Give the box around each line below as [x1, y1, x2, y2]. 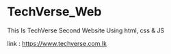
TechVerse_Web [7, 4, 102, 20]
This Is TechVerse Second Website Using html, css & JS [7, 26, 165, 34]
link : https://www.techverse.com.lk [7, 39, 107, 47]
